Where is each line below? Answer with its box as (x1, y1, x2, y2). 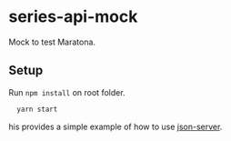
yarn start (16, 105, 58, 114)
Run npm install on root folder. (8, 86, 126, 97)
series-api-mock (8, 6, 138, 27)
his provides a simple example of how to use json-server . (8, 121, 223, 132)
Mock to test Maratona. (8, 36, 96, 47)
